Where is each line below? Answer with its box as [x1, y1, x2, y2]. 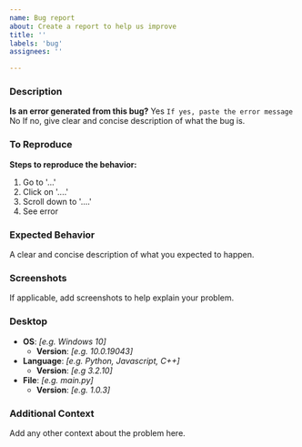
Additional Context [9, 407, 95, 420]
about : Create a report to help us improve [9, 22, 177, 31]
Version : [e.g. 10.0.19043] [35, 345, 134, 356]
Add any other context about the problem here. [9, 427, 186, 438]
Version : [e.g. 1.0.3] [35, 384, 111, 395]
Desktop [9, 315, 48, 328]
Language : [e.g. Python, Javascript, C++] [22, 355, 180, 366]
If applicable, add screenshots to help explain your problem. [9, 292, 235, 303]
